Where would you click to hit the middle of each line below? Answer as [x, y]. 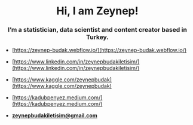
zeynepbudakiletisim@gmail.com [54, 115]
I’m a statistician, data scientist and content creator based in [97, 30]
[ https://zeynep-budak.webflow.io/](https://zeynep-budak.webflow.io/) [99, 50]
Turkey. [97, 37]
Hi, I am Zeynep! [97, 11]
